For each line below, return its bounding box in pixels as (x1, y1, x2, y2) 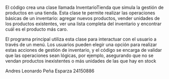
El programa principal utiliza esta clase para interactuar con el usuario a (5, 36, 157, 42)
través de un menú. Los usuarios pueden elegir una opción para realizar (5, 42, 157, 48)
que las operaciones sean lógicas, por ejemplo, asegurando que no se (5, 52, 154, 58)
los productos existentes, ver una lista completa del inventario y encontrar (5, 21, 162, 27)
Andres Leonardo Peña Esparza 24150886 (5, 68, 95, 74)
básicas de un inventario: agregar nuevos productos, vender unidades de (5, 15, 160, 21)
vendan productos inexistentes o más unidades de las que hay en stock (5, 58, 156, 64)
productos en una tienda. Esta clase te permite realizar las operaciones (5, 10, 155, 16)
